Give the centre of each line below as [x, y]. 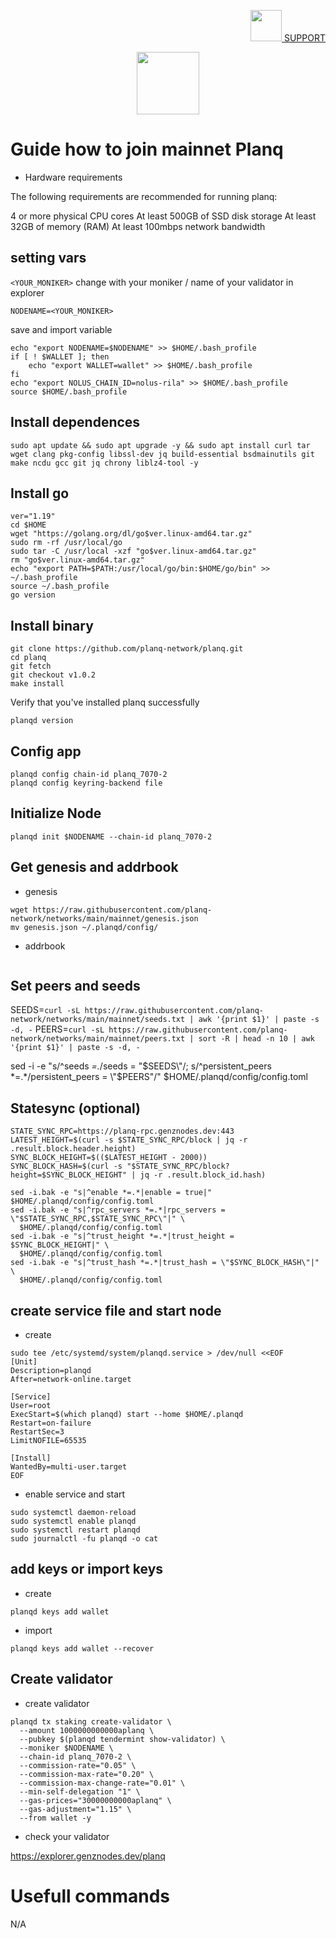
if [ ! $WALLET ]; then [60, 356]
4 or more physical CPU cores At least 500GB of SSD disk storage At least [163, 216]
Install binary [52, 625]
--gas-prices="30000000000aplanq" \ [95, 1800]
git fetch [31, 666]
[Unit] [24, 1362]
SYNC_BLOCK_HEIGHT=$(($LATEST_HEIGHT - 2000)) [109, 1158]
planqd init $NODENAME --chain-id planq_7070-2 [111, 836]
